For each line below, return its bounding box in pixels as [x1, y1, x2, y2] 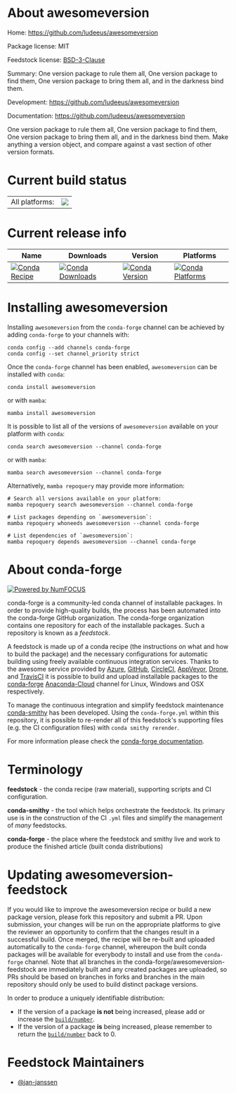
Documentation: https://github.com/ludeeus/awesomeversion [7, 111, 185, 120]
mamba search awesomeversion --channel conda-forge [7, 469, 162, 476]
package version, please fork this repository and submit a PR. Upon [7, 913, 203, 921]
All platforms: [11, 197, 55, 206]
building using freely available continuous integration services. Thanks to [7, 657, 219, 665]
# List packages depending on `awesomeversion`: [7, 513, 152, 521]
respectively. [7, 687, 44, 696]
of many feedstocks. [7, 821, 67, 829]
